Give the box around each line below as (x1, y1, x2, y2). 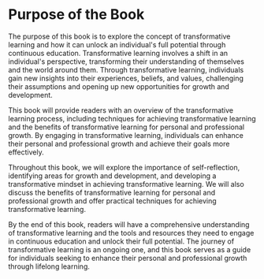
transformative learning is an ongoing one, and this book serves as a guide (8, 244, 251, 254)
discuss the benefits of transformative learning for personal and (8, 188, 215, 197)
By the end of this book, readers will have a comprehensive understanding (8, 219, 250, 229)
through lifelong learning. (8, 262, 91, 271)
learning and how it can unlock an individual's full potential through (8, 39, 226, 49)
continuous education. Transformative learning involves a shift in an (8, 48, 229, 58)
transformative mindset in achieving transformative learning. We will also (8, 179, 244, 188)
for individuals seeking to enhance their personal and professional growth (8, 253, 247, 262)
